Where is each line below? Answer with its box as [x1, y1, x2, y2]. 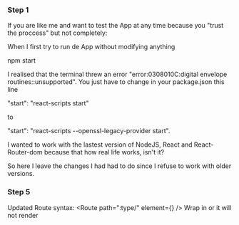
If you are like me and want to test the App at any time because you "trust [7, 21, 224, 30]
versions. [7, 169, 34, 178]
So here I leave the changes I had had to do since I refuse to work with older [7, 162, 232, 170]
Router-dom [7, 148, 43, 157]
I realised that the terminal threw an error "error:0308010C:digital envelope [7, 70, 228, 79]
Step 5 [7, 187, 31, 197]
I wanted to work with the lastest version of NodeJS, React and [7, 140, 193, 149]
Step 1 [7, 5, 29, 15]
